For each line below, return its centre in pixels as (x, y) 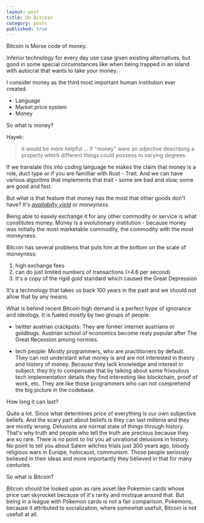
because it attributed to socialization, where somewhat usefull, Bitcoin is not (102, 508)
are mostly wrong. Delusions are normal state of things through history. (95, 427)
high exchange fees (40, 266)
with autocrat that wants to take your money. (62, 71)
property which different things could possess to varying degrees (103, 155)
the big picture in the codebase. (55, 390)
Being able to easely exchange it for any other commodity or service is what (101, 217)
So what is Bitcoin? (30, 477)
